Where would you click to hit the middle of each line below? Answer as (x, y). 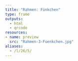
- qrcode (19, 28)
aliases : (14, 46)
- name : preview (22, 37)
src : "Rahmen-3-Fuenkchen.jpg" (42, 42)
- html (16, 23)
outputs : (14, 19)
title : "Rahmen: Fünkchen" (33, 10)
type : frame (17, 14)
